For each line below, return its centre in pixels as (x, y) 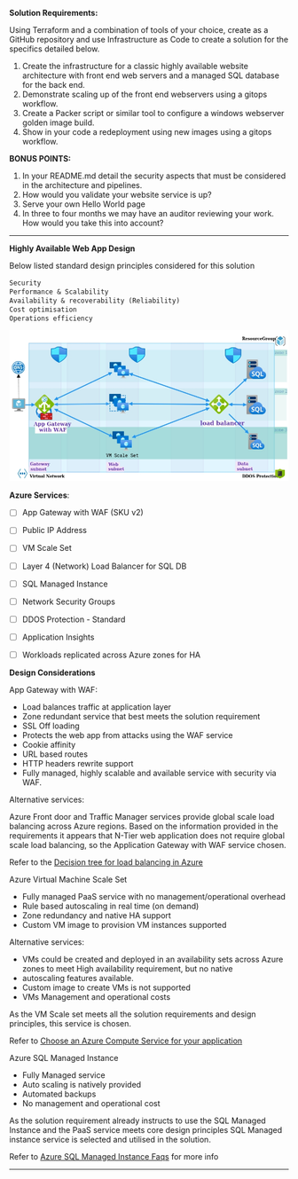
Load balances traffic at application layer (96, 707)
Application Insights (58, 637)
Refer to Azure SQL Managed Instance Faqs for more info (114, 1156)
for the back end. (54, 85)
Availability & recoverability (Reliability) (94, 301)
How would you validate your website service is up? (117, 195)
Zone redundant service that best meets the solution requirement (141, 716)
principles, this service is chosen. (70, 1023)
